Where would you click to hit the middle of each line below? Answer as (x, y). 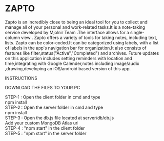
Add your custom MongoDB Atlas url (42, 123)
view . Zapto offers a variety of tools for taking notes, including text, (89, 38)
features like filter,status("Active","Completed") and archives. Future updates (82, 53)
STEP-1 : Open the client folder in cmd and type (53, 97)
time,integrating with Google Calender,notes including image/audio (72, 63)
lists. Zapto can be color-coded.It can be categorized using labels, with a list (82, 42)
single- (137, 32)
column (13, 38)
